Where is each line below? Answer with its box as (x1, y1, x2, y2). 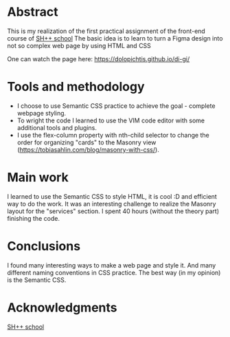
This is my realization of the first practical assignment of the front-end (7, 27, 206, 35)
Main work (7, 170, 69, 186)
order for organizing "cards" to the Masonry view (16, 138, 157, 146)
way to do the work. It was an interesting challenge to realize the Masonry (7, 199, 216, 208)
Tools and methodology (7, 79, 146, 95)
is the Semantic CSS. (7, 276, 67, 284)
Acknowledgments (7, 300, 118, 315)
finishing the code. (7, 214, 60, 222)
